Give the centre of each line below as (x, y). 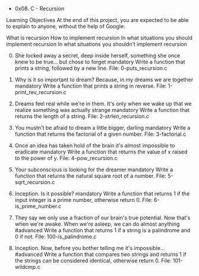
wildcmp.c (27, 267)
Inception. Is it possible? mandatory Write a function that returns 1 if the (102, 194)
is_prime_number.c (38, 206)
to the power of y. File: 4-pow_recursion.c (66, 158)
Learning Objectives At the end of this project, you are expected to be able (97, 20)
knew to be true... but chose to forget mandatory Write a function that (100, 62)
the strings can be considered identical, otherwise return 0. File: (93, 261)
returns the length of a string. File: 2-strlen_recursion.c (82, 116)
